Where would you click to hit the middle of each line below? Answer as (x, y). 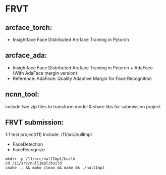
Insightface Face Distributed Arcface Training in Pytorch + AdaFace (82, 68)
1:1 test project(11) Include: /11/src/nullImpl (49, 135)
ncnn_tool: (22, 94)
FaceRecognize (29, 150)
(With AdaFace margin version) (45, 73)
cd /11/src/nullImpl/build (34, 163)
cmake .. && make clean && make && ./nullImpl (55, 168)
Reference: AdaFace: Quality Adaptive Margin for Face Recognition (82, 78)
